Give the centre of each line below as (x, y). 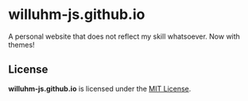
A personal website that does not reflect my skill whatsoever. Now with (124, 36)
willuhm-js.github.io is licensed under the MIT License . (100, 88)
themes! (21, 44)
